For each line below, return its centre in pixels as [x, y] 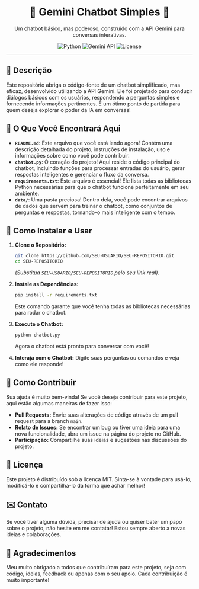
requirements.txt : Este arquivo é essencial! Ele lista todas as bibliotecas [103, 181]
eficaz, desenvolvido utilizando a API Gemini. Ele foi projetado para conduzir [99, 91]
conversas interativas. [99, 34]
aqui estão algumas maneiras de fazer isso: [59, 403]
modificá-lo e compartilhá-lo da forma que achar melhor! [76, 485]
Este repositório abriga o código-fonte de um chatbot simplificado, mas [93, 85]
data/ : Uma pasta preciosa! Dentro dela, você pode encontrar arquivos [101, 199]
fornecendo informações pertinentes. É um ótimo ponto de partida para [93, 104]
